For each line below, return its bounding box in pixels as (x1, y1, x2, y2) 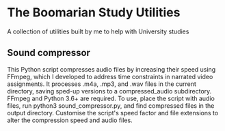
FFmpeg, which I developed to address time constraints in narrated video (7, 72, 213, 81)
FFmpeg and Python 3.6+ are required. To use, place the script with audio (7, 94, 215, 102)
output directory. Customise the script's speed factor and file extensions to (7, 108, 219, 117)
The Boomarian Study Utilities (7, 5, 181, 20)
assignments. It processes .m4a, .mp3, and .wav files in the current (7, 80, 197, 88)
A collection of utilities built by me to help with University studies (7, 27, 189, 35)
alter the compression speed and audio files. (7, 116, 133, 124)
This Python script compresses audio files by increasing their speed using (7, 65, 216, 73)
